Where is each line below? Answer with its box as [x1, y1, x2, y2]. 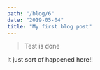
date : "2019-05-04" [7, 17, 64, 24]
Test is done [24, 42, 60, 51]
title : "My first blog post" [7, 23, 92, 30]
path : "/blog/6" [7, 10, 55, 17]
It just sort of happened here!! [7, 55, 93, 64]
